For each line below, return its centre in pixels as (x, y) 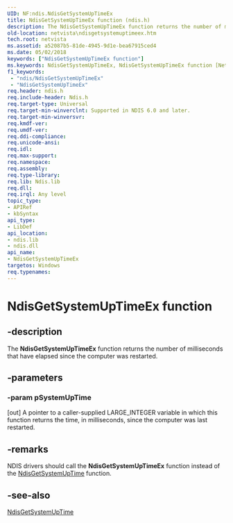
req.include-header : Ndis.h (48, 98)
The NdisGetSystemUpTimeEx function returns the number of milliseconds (115, 349)
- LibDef (20, 226)
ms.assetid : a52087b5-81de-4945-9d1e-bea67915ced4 (82, 46)
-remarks (28, 449)
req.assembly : (28, 168)
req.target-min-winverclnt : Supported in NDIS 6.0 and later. (99, 110)
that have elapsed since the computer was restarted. (83, 356)
